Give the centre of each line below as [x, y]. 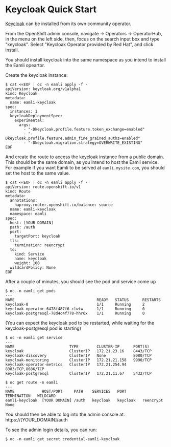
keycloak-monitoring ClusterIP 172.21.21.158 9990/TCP [79, 360]
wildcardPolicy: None [33, 267]
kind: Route [18, 191]
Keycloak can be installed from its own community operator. [68, 24]
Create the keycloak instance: [36, 75]
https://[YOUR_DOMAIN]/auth [36, 420]
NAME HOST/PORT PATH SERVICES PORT [66, 391]
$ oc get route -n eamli [32, 382]
